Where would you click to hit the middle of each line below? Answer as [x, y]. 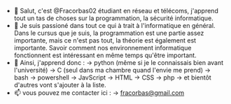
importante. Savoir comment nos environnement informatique [103, 48]
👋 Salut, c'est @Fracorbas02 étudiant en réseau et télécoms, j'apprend [116, 11]
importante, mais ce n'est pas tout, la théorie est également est [105, 40]
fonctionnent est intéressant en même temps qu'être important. [105, 55]
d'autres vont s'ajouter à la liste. [60, 85]
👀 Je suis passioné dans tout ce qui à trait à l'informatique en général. [114, 25]
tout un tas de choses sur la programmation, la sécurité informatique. [113, 18]
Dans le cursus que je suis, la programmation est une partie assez [109, 33]
